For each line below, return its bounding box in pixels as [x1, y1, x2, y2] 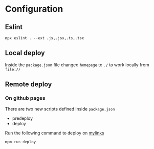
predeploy [12, 115, 33, 121]
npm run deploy [5, 139, 36, 144]
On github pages [5, 95, 45, 102]
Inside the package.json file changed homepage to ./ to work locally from [5, 62, 150, 68]
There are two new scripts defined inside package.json [5, 106, 115, 112]
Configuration [5, 3, 64, 15]
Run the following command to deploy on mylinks [5, 130, 104, 136]
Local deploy [5, 49, 45, 57]
